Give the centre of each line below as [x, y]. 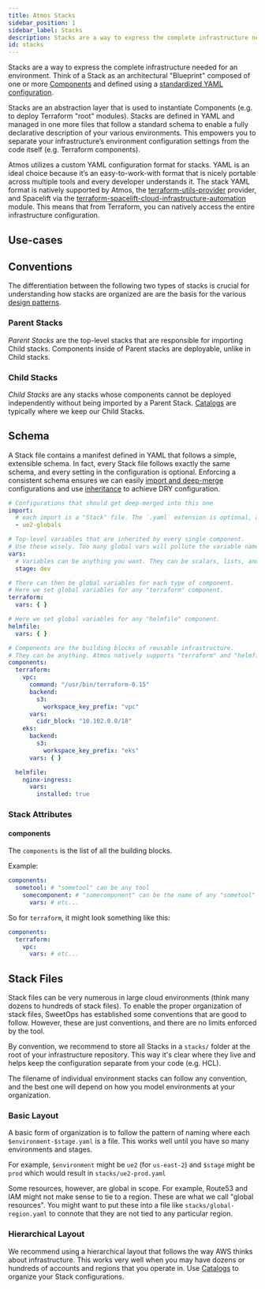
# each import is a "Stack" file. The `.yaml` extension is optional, [134, 517]
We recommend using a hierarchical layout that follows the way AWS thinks [131, 1251]
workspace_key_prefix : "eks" [91, 750]
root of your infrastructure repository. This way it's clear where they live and [132, 1055]
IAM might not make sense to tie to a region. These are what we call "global [131, 1197]
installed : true [63, 794]
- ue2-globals [38, 525]
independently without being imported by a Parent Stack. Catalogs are [122, 402]
